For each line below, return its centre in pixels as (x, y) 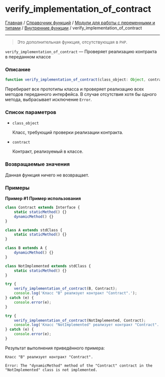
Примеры (17, 188)
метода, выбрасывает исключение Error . (49, 100)
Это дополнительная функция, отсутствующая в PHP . (72, 42)
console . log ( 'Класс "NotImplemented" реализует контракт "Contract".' (88, 325)
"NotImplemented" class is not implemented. (51, 370)
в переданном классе (28, 57)
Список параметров (31, 113)
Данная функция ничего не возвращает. (47, 175)
